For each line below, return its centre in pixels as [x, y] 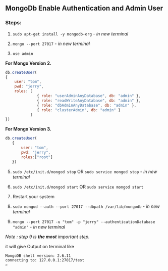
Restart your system [33, 196]
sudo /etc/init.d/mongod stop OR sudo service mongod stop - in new [85, 171]
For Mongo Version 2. [28, 63]
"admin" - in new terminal [39, 227]
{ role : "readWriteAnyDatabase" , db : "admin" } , [89, 101]
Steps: [13, 23]
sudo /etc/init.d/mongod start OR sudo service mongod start [78, 187]
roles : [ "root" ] [37, 157]
